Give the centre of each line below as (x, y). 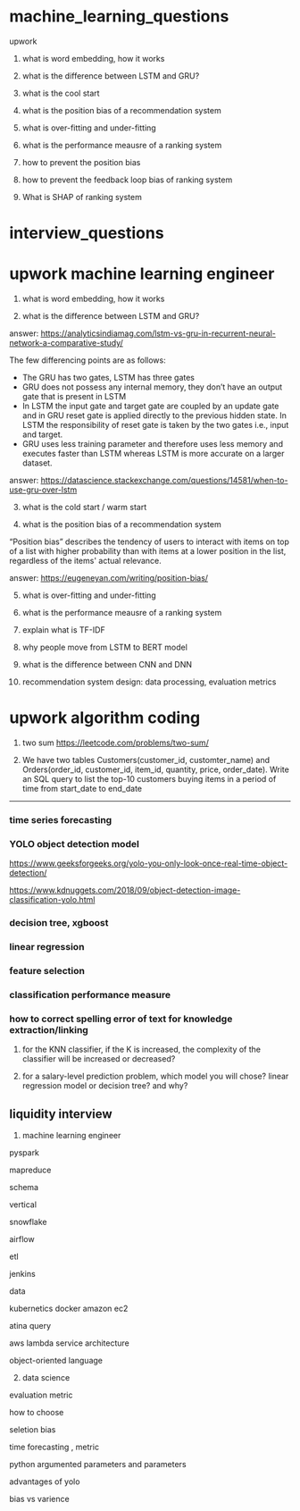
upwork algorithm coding (105, 718)
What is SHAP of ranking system (82, 197)
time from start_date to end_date (82, 789)
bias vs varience (39, 1499)
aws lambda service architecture (69, 1343)
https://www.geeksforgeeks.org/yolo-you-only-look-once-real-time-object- (149, 863)
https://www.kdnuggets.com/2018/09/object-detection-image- (125, 890)
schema (24, 1188)
